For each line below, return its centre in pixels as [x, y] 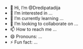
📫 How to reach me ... [33, 29]
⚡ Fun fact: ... [24, 42]
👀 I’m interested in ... [31, 13]
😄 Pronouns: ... [26, 36]
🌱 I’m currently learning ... [37, 18]
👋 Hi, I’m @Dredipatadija [35, 8]
